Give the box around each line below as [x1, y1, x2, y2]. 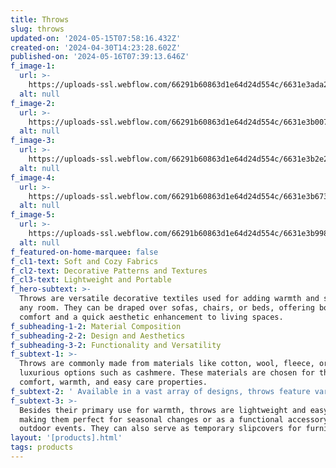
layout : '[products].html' [10, 433, 123, 443]
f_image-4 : [10, 172, 56, 183]
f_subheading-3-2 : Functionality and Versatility [10, 340, 222, 350]
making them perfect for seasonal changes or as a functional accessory [19, 414, 329, 425]
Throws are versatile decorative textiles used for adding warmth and [19, 294, 320, 304]
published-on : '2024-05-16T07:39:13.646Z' [10, 52, 190, 62]
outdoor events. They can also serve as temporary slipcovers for [19, 424, 302, 434]
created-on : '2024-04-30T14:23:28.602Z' [10, 42, 182, 53]
